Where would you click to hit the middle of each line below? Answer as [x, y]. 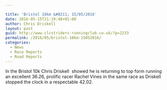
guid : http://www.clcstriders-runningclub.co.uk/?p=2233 [67, 33]
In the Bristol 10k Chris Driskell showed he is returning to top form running [83, 71]
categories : [18, 43]
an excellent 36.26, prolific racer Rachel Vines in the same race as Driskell [83, 76]
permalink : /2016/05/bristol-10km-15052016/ [53, 38]
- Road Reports [26, 57]
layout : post [19, 28]
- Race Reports [26, 52]
